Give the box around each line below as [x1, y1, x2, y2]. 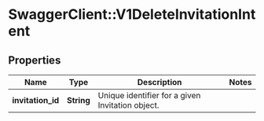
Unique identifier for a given [97, 90, 201, 101]
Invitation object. [97, 100, 159, 111]
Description [137, 77, 182, 87]
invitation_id [12, 95, 60, 105]
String [66, 95, 90, 105]
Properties [8, 53, 61, 67]
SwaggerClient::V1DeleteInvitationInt [8, 5, 256, 24]
